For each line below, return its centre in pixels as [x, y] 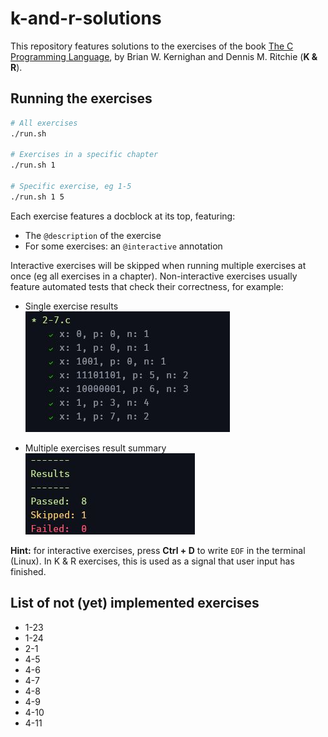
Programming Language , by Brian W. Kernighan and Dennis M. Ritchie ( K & [164, 56]
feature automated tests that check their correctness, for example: [147, 286]
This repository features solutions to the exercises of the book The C [152, 46]
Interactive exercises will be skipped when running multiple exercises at [158, 265]
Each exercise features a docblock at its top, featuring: [123, 216]
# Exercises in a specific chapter [84, 155]
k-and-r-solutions [86, 18]
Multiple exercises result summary [95, 448]
